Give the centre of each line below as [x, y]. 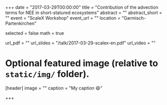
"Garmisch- [134, 18]
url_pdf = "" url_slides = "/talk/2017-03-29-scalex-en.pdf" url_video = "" [80, 43]
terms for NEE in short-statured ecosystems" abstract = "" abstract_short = [84, 13]
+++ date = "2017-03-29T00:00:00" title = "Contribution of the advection [82, 7]
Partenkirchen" [21, 23]
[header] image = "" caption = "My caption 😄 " [54, 88]
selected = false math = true [35, 33]
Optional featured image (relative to [82, 63]
